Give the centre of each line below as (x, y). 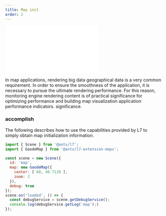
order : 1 (14, 14)
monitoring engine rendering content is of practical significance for (74, 96)
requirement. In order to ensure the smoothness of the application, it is (78, 85)
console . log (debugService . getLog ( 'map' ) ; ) (54, 205)
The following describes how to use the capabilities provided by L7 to (76, 130)
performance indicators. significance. (43, 106)
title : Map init (22, 10)
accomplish (20, 119)
